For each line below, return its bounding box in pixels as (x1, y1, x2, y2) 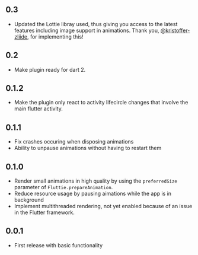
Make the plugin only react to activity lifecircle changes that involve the (14, 99, 189, 106)
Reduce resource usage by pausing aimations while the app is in (14, 190, 172, 197)
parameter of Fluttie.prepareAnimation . (14, 184, 113, 191)
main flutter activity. (14, 105, 63, 112)
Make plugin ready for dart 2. (14, 66, 86, 73)
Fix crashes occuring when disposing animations (14, 138, 134, 145)
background (14, 196, 44, 203)
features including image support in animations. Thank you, (14, 27, 159, 34)
